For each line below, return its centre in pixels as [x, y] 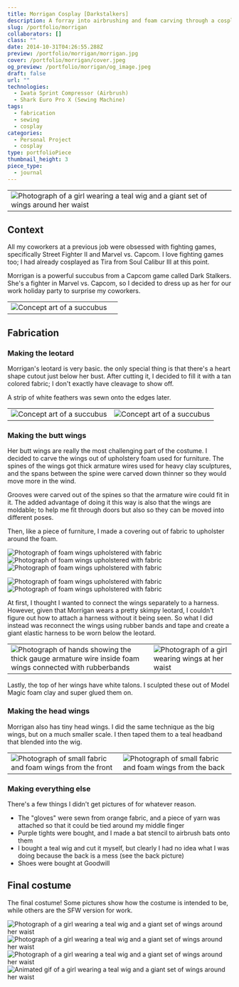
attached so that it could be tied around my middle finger [101, 826]
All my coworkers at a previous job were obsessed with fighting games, [112, 247]
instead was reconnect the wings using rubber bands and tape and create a [118, 626]
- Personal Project [43, 139]
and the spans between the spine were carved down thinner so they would [117, 474]
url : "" [19, 80]
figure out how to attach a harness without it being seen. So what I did [110, 618]
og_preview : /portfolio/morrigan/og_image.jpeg [79, 67]
